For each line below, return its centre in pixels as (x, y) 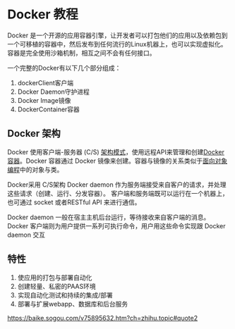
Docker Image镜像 (44, 100)
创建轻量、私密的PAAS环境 (57, 286)
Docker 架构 (34, 134)
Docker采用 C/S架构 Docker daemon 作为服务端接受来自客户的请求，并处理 (117, 185)
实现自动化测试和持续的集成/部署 (65, 295)
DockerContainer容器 (48, 109)
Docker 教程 (43, 14)
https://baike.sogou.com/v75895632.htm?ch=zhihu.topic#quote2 (103, 318)
